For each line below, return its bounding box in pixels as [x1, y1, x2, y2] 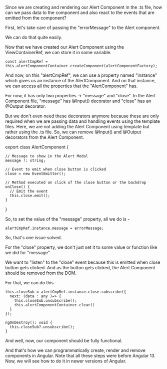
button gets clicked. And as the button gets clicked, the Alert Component [5, 265, 155, 270]
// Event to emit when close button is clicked [5, 167, 106, 172]
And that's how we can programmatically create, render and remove [5, 347, 146, 353]
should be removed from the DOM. [5, 270, 77, 276]
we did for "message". [5, 250, 51, 255]
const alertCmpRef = [5, 59, 48, 64]
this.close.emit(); [9, 193, 50, 198]
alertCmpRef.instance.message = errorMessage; [5, 226, 104, 231]
